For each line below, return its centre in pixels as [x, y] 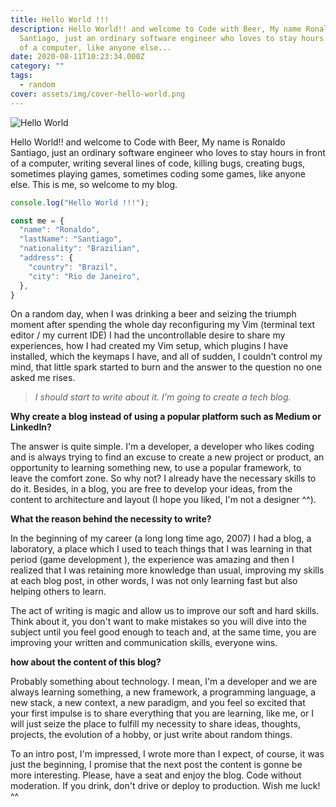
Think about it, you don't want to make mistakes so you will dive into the [158, 622]
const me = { [37, 221]
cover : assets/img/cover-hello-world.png [98, 94]
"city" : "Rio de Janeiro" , [84, 276]
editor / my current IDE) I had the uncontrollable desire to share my [148, 335]
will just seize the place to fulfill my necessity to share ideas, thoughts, [155, 724]
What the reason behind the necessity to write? [111, 519]
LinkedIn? [31, 427]
